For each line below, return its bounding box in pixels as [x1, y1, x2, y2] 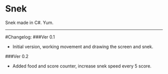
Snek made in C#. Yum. [5, 19, 54, 25]
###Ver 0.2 [5, 53, 28, 59]
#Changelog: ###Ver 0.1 [5, 33, 55, 40]
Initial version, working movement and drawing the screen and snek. [12, 43, 153, 49]
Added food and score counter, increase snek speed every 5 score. [12, 63, 151, 69]
